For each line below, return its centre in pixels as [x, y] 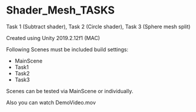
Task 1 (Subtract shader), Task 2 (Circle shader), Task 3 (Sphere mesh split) [98, 27]
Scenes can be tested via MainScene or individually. [70, 91]
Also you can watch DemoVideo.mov [51, 102]
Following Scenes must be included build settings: [67, 49]
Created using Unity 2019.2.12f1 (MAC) [53, 38]
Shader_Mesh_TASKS [60, 10]
